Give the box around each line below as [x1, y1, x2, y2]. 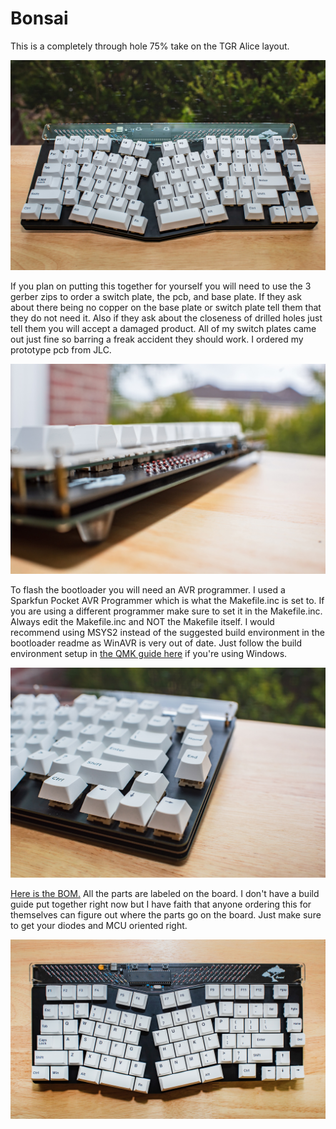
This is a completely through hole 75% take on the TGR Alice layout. [10, 40, 290, 52]
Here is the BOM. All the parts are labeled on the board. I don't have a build [10, 888, 320, 900]
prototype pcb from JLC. [10, 344, 112, 356]
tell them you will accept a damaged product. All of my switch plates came [10, 323, 317, 335]
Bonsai [10, 7, 69, 30]
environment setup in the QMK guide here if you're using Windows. [10, 648, 288, 660]
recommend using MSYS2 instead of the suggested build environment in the [10, 627, 325, 639]
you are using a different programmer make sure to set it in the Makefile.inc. [10, 605, 323, 617]
